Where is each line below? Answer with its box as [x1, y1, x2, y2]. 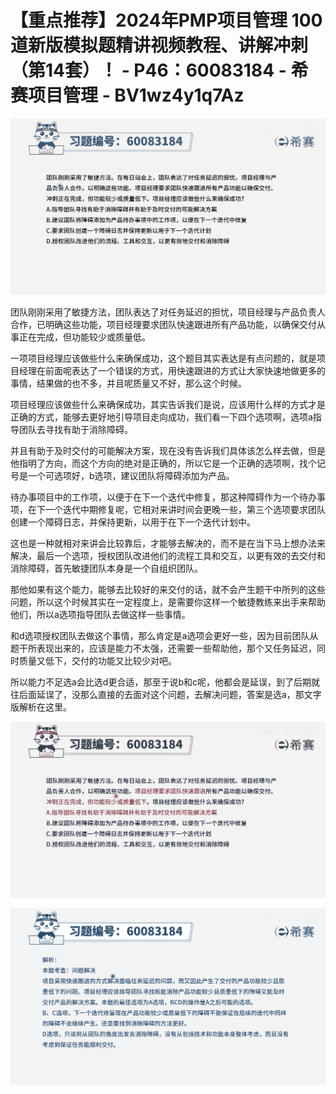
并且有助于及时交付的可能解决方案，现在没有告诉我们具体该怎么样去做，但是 [10, 444, 326, 456]
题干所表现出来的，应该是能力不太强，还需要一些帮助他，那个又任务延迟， [10, 642, 317, 654]
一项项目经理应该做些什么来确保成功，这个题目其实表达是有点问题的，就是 [10, 352, 317, 364]
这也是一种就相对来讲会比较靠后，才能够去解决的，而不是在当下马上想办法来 [10, 537, 326, 549]
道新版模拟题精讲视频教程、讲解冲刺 [10, 34, 309, 57]
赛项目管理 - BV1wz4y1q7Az [10, 84, 245, 107]
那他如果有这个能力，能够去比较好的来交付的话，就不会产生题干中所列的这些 [10, 583, 326, 595]
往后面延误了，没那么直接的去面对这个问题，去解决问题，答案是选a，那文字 [10, 688, 322, 700]
